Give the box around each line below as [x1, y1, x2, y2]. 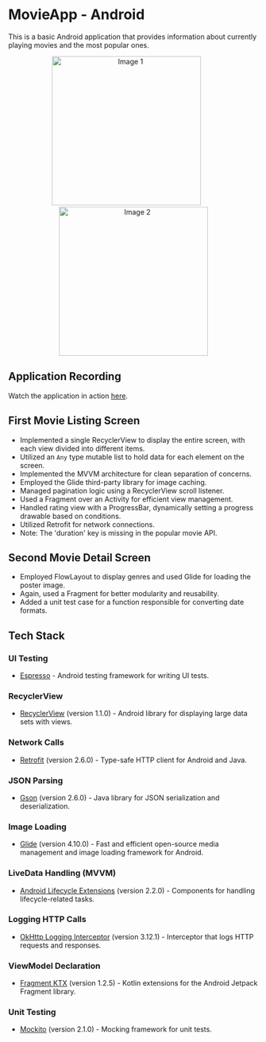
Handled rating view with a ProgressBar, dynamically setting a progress [19, 502, 254, 512]
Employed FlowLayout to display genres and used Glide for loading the [19, 572, 252, 582]
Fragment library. [19, 987, 76, 997]
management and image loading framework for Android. [19, 848, 204, 858]
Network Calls [8, 737, 65, 748]
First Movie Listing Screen [8, 414, 141, 428]
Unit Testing [8, 1007, 56, 1018]
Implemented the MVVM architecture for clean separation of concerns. [19, 469, 253, 478]
